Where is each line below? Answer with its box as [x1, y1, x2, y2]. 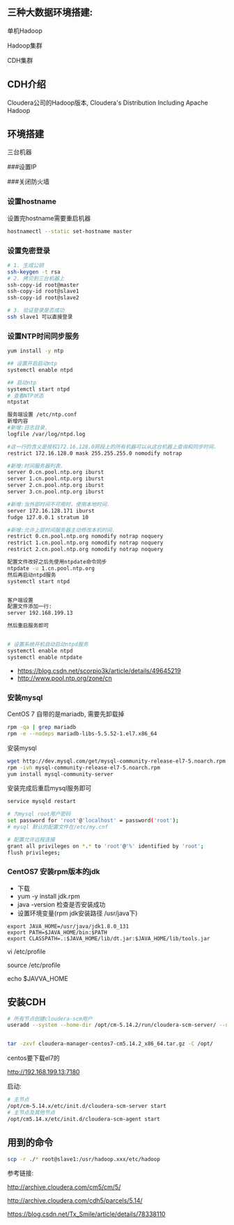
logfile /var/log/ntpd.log [7, 430, 86, 437]
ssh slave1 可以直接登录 [7, 313, 73, 321]
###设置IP [7, 163, 37, 171]
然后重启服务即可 [7, 622, 49, 629]
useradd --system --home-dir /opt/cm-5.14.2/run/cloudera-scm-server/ [7, 1021, 217, 1029]
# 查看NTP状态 [7, 392, 44, 399]
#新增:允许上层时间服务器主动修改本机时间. [7, 526, 116, 534]
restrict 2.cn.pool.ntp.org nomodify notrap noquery [7, 546, 164, 553]
